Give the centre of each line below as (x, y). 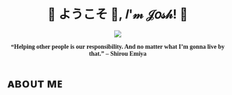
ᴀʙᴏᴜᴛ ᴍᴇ (35, 83)
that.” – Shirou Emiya (118, 53)
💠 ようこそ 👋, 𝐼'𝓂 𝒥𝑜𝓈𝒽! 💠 (118, 14)
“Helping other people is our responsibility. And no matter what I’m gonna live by (118, 46)
